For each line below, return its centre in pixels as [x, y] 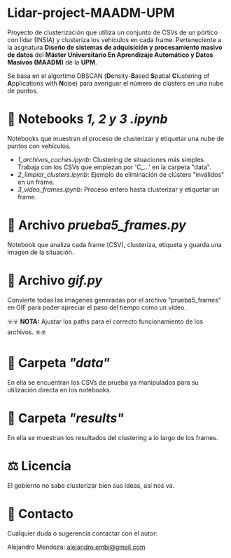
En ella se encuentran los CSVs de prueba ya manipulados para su [103, 382]
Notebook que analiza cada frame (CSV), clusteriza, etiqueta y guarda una [114, 244]
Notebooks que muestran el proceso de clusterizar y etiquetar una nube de [116, 138]
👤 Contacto [40, 513]
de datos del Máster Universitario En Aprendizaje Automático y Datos [110, 55]
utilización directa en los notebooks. [59, 390]
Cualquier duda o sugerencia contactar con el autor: [83, 533]
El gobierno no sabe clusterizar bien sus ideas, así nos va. [91, 485]
